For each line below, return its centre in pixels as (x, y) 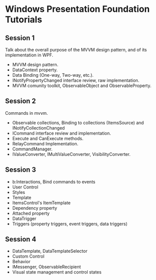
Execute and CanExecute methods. (48, 138)
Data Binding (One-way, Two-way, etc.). (53, 75)
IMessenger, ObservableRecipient (47, 267)
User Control (25, 187)
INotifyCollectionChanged (38, 128)
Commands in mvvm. (27, 113)
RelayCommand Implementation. (45, 143)
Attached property (31, 213)
